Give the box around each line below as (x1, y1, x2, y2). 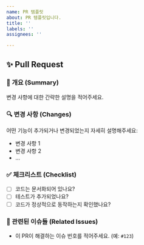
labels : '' (6, 25, 34, 32)
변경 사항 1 (15, 140, 41, 147)
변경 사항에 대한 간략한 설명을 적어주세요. (6, 93, 104, 101)
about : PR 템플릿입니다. (6, 15, 62, 21)
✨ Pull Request (6, 59, 64, 70)
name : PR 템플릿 (6, 8, 44, 15)
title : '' (6, 20, 32, 26)
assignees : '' (6, 32, 43, 38)
